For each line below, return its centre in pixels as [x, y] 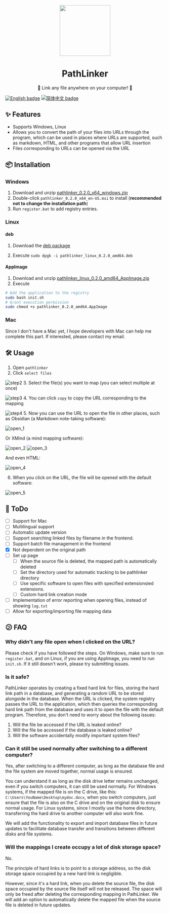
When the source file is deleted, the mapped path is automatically [89, 561]
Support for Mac [30, 521]
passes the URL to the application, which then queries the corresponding [81, 704]
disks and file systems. [29, 834]
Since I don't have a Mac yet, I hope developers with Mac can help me [78, 331]
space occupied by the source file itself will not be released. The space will [83, 889]
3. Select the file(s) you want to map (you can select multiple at [89, 383]
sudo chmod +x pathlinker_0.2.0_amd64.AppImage [56, 307]
